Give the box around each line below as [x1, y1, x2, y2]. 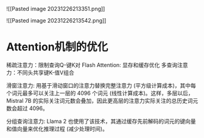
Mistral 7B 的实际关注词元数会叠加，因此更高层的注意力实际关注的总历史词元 [6, 97, 199, 104]
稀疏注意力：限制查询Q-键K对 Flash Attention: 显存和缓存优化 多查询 [6, 61, 178, 69]
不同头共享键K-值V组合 [16, 69, 74, 76]
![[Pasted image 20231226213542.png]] [6, 17, 107, 24]
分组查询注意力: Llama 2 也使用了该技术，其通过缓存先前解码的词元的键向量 [6, 117, 196, 125]
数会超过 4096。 [6, 105, 49, 112]
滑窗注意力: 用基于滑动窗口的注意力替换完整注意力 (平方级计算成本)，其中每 [6, 81, 197, 89]
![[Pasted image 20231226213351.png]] [6, 5, 105, 12]
